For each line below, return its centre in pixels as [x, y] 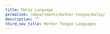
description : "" [22, 19]
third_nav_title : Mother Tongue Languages [51, 24]
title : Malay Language [29, 10]
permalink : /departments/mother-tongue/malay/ [55, 14]
